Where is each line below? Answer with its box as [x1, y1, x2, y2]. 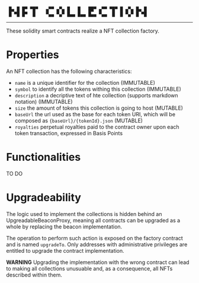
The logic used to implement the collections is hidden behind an [6, 210, 162, 217]
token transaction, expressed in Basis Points [14, 129, 123, 136]
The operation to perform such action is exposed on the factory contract [6, 234, 184, 241]
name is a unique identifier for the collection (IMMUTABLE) [14, 79, 156, 86]
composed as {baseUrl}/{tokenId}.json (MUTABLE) [14, 117, 143, 124]
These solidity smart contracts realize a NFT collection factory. [6, 27, 160, 34]
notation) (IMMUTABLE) [14, 98, 73, 105]
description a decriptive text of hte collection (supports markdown [14, 91, 179, 98]
